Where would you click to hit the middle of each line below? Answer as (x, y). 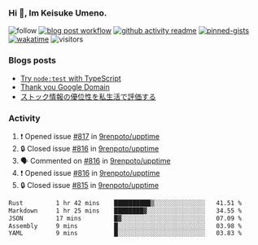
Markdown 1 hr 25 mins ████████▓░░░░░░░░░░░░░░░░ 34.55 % (125, 211)
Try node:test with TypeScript (71, 78)
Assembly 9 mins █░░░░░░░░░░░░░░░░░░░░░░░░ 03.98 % (125, 226)
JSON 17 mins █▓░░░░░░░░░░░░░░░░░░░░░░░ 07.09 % (125, 218)
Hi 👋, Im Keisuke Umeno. (58, 13)
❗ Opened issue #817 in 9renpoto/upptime (90, 136)
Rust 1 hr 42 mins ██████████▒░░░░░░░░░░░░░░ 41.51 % (125, 203)
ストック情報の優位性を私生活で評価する (88, 96)
